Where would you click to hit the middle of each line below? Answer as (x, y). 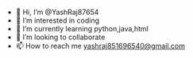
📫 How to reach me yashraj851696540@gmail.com (100, 46)
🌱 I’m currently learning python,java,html (82, 29)
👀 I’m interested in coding (58, 20)
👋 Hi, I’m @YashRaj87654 (57, 12)
